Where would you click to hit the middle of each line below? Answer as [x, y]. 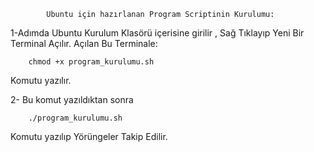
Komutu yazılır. [41, 80]
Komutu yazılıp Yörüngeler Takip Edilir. [89, 136]
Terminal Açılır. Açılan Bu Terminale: [84, 43]
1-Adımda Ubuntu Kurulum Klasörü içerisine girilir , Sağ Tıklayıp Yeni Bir [157, 33]
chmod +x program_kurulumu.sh [91, 62]
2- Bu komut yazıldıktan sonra [72, 99]
